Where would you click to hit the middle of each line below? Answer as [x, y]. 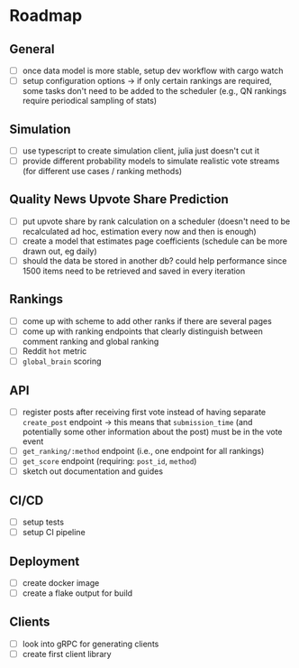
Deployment [45, 561]
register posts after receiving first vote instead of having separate [144, 412]
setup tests [43, 522]
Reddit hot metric [54, 351]
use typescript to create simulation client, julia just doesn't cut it [140, 151]
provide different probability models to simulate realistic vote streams [151, 161]
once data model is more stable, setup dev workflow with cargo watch [153, 70]
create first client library [67, 654]
